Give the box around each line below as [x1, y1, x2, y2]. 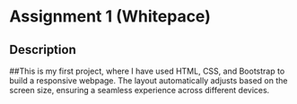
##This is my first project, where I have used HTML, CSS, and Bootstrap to [9, 65, 285, 76]
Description [9, 42, 76, 57]
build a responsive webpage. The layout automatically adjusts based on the [9, 75, 288, 86]
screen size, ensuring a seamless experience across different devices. [9, 85, 270, 95]
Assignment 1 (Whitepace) [9, 6, 211, 27]
